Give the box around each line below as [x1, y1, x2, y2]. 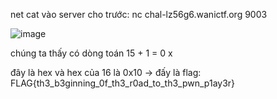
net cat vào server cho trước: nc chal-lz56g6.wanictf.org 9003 [10, 9, 268, 20]
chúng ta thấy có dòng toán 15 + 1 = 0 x [10, 47, 173, 59]
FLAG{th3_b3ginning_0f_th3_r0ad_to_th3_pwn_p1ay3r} [10, 77, 236, 89]
